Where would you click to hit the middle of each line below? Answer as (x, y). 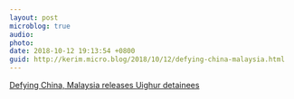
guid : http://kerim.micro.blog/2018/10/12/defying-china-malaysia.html (147, 59)
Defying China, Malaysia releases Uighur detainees (104, 85)
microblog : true (40, 26)
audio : (22, 34)
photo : (22, 43)
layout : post (34, 18)
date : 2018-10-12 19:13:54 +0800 (72, 51)
